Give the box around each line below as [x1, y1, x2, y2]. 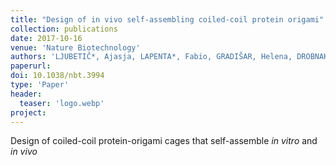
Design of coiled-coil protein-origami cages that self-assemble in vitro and [10, 135, 318, 147]
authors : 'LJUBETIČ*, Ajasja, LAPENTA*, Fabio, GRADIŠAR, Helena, [10, 52, 293, 62]
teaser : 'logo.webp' [19, 98, 105, 108]
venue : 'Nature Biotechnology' [10, 42, 141, 53]
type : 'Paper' [10, 80, 70, 90]
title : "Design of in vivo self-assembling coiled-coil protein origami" [10, 14, 325, 25]
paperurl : [10, 61, 52, 71]
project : [10, 107, 47, 118]
